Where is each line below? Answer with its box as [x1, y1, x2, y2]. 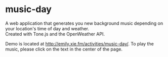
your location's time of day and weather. [5, 25, 90, 31]
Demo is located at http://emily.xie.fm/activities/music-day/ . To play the [5, 40, 154, 46]
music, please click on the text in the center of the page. [5, 46, 123, 52]
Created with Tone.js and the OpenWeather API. [5, 31, 105, 37]
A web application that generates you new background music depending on [5, 20, 163, 26]
